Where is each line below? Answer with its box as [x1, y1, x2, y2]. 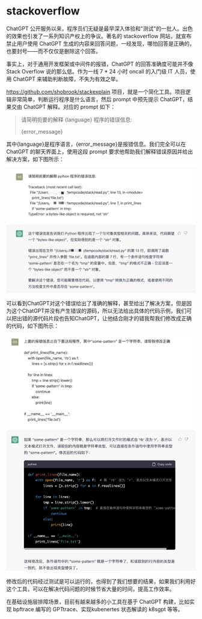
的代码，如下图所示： [6, 322, 59, 329]
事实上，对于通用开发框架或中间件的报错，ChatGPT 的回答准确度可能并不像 [6, 60, 194, 67]
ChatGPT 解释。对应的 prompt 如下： [23, 103, 116, 110]
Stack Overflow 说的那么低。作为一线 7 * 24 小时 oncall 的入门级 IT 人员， [6, 67, 191, 75]
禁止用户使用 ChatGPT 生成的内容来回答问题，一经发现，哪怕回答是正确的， [6, 40, 195, 47]
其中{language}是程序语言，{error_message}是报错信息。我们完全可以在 [6, 140, 186, 148]
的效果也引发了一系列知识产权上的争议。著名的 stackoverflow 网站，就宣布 [6, 32, 192, 40]
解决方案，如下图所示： [6, 155, 64, 163]
